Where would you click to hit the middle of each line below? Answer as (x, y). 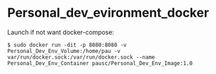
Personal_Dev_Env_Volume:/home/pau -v (64, 51)
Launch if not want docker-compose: (61, 32)
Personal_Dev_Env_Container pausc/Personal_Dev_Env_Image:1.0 (100, 63)
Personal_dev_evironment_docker (108, 13)
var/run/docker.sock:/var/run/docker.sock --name (81, 57)
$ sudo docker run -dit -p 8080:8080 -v (67, 45)
